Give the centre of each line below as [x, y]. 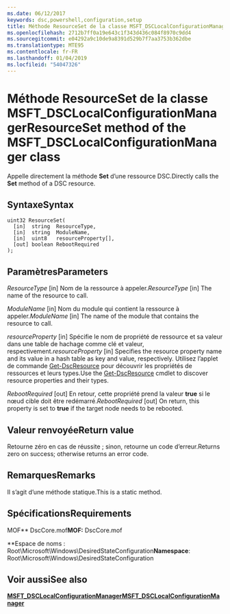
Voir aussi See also [47, 580]
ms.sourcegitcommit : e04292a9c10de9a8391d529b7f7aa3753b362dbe [99, 39]
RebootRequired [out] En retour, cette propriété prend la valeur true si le [109, 394]
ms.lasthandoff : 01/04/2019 [47, 58]
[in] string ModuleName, [52, 233]
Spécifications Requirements [69, 513]
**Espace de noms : [36, 543]
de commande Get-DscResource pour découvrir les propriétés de [100, 366]
